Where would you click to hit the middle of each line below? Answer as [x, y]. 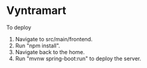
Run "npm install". [38, 46]
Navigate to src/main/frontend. [54, 39]
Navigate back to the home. [50, 52]
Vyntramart [36, 11]
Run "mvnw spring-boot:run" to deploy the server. [78, 58]
